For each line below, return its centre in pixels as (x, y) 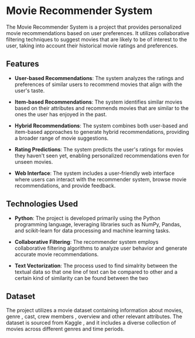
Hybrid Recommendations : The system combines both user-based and (101, 125)
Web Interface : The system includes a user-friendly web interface (94, 173)
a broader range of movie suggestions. (61, 138)
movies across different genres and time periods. (65, 329)
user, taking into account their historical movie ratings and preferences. (92, 46)
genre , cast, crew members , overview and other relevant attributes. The (94, 316)
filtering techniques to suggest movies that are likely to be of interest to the (97, 39)
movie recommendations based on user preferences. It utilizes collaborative (98, 33)
